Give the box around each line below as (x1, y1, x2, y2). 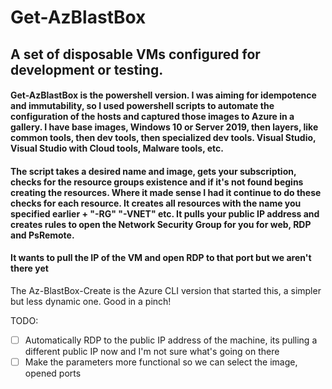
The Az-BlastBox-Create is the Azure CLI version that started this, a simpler (10, 284, 322, 296)
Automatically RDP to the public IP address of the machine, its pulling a (24, 334, 318, 346)
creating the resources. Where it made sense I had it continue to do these (10, 186, 322, 198)
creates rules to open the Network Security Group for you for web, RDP (10, 218, 312, 230)
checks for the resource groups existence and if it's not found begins (10, 176, 304, 188)
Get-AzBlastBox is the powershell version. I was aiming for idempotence (10, 89, 317, 101)
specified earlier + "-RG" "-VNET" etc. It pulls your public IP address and (10, 207, 320, 220)
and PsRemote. (10, 229, 75, 241)
